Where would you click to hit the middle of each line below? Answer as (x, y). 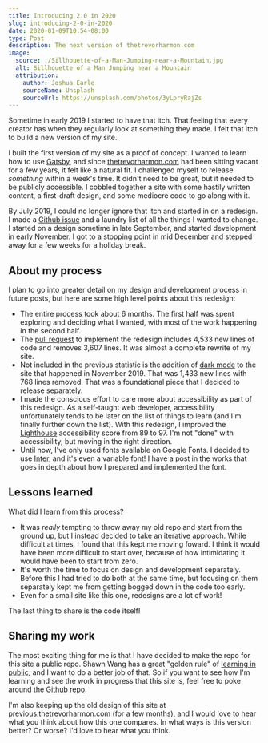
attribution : (37, 75)
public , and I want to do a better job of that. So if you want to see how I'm (129, 672)
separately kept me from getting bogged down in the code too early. (132, 587)
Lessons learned (51, 493)
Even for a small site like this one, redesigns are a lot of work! (121, 595)
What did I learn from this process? (66, 511)
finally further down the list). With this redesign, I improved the (123, 425)
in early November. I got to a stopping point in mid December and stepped (130, 236)
